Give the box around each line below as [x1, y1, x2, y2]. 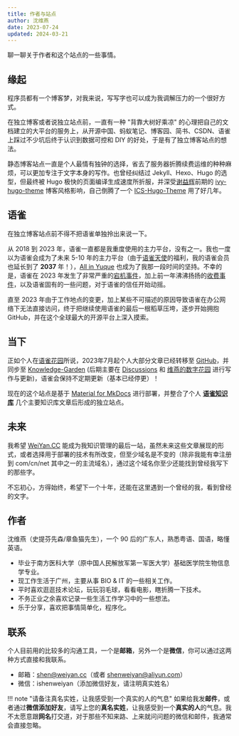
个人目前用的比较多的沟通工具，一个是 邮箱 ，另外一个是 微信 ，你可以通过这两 [7, 646, 232, 655]
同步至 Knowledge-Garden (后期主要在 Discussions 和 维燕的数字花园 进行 [7, 364, 225, 374]
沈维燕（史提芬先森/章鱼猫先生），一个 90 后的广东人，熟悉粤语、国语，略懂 [7, 535, 230, 543]
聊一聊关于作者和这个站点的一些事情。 [7, 51, 119, 59]
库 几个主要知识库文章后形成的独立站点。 [7, 398, 128, 406]
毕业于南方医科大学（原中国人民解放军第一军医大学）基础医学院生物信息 [17, 559, 230, 567]
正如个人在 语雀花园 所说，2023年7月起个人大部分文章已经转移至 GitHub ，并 [7, 356, 230, 364]
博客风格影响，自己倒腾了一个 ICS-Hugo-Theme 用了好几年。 [45, 186, 225, 195]
